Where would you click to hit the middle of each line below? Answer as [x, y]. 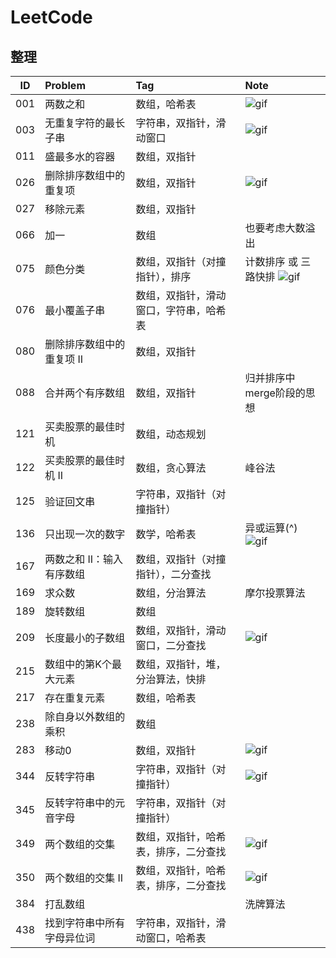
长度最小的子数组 [85, 638]
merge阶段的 [275, 393]
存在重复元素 [75, 698]
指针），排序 [163, 276]
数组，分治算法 [171, 593]
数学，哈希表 [166, 534]
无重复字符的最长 [85, 123]
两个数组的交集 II [84, 878]
